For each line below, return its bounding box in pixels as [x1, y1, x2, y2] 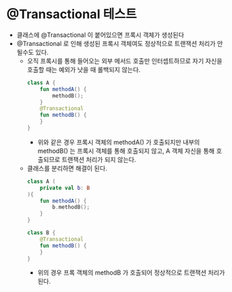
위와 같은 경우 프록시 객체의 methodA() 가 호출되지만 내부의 [37, 138, 200, 146]
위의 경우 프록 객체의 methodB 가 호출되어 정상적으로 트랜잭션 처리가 [37, 268, 226, 277]
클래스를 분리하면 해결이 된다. [26, 164, 107, 172]
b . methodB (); [52, 204, 90, 211]
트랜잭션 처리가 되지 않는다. [61, 155, 137, 163]
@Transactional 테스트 [6, 6, 137, 22]
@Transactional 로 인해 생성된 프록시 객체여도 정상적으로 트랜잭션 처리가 [16, 39, 216, 47]
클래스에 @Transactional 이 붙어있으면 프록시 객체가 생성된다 [16, 31, 185, 39]
